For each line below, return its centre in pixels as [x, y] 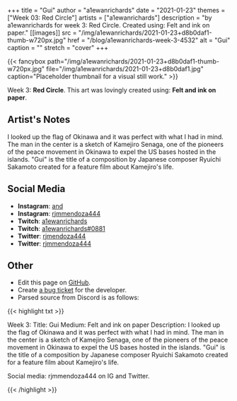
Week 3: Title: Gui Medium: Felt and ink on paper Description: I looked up [114, 325]
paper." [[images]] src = [42, 32]
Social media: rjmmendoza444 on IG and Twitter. [79, 376]
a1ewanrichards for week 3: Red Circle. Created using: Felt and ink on [109, 25]
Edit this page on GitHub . [54, 282]
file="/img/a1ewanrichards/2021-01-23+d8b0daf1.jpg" [125, 69]
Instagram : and [40, 206]
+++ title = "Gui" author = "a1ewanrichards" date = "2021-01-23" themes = [116, 10]
